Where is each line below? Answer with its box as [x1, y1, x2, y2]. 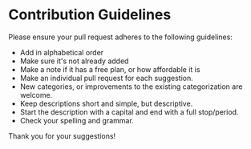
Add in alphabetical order [19, 47, 104, 57]
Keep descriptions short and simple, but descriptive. [19, 99, 193, 108]
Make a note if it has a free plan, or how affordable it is [19, 64, 200, 74]
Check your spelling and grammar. [19, 115, 134, 125]
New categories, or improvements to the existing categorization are [19, 82, 243, 91]
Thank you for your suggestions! [8, 131, 116, 141]
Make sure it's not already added [19, 56, 129, 66]
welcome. [19, 90, 53, 99]
